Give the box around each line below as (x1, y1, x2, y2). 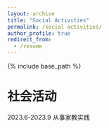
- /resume (13, 43, 42, 50)
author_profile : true (7, 29, 71, 37)
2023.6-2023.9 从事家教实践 (7, 113, 90, 121)
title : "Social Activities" (7, 17, 90, 24)
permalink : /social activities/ (7, 23, 102, 30)
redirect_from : (7, 36, 52, 43)
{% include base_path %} (7, 62, 82, 70)
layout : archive (7, 10, 55, 17)
